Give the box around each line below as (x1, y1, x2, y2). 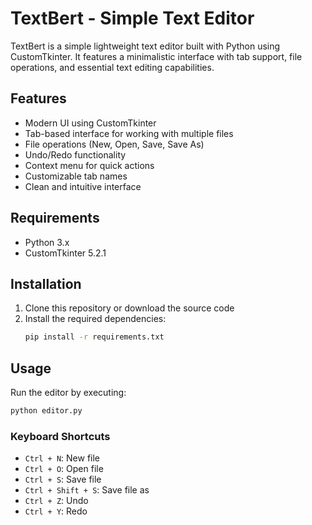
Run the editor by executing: (10, 387, 127, 399)
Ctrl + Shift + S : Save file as (24, 484, 150, 496)
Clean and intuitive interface (24, 180, 142, 192)
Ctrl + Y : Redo (24, 505, 88, 517)
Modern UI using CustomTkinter (24, 117, 157, 129)
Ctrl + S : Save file (24, 473, 102, 486)
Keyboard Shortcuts (10, 429, 111, 443)
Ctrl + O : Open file (24, 463, 104, 475)
